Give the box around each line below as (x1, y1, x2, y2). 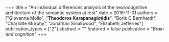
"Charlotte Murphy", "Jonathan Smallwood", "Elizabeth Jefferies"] (5, 20, 143, 26)
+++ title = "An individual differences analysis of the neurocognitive (5, 5, 148, 10)
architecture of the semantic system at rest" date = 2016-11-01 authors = (5, 10, 158, 16)
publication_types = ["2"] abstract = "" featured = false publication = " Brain (5, 26, 164, 32)
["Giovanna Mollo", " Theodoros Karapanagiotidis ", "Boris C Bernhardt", (5, 15, 157, 21)
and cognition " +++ (5, 31, 47, 37)
